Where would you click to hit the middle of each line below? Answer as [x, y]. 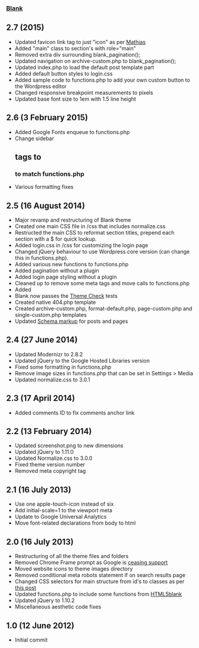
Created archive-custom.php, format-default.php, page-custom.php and [103, 309]
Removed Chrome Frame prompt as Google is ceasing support [91, 563]
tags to [28, 157]
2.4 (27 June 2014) [42, 340]
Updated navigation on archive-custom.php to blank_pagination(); [95, 61]
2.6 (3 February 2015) [47, 118]
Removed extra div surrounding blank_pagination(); [78, 54]
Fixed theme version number [50, 465]
